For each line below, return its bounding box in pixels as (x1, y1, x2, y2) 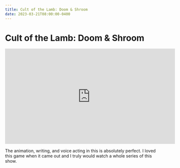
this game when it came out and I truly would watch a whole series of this (5, 153, 152, 159)
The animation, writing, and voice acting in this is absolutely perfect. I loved (5, 148, 156, 154)
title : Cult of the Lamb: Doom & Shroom (5, 7, 88, 12)
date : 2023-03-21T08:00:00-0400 (5, 12, 70, 16)
